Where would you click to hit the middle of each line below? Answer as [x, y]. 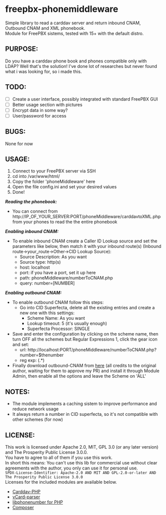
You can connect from [35, 211]
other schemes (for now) [38, 419]
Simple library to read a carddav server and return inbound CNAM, [73, 23]
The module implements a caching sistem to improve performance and [84, 404]
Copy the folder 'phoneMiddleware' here [54, 181]
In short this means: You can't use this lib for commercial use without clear [81, 463]
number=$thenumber [42, 355]
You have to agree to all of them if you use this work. [59, 458]
